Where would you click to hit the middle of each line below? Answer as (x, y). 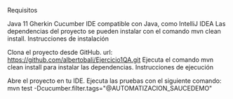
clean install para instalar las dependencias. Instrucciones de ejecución (111, 67)
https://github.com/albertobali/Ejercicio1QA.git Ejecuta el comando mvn (111, 60)
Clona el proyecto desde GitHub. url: (60, 52)
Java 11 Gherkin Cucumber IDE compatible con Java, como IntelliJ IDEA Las (116, 24)
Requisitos (22, 10)
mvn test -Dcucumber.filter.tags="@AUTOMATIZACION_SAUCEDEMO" (110, 88)
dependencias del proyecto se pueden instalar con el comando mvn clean (114, 31)
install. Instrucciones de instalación (58, 39)
